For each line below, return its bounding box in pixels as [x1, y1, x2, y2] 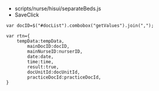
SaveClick [14, 11, 39, 18]
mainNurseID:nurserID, [27, 48, 83, 54]
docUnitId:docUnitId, [27, 69, 81, 75]
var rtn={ [6, 33, 31, 39]
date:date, [27, 54, 54, 60]
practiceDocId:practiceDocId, [27, 74, 101, 80]
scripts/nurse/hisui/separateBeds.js [14, 5, 101, 12]
